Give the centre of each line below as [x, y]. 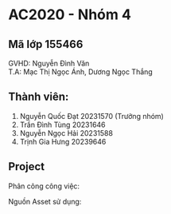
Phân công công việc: [44, 186]
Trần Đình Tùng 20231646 [62, 125]
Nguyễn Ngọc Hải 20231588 [66, 133]
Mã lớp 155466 [46, 44]
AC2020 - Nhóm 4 [70, 15]
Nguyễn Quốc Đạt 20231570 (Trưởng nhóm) [92, 116]
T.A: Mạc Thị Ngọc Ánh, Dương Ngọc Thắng [80, 72]
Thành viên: [39, 97]
